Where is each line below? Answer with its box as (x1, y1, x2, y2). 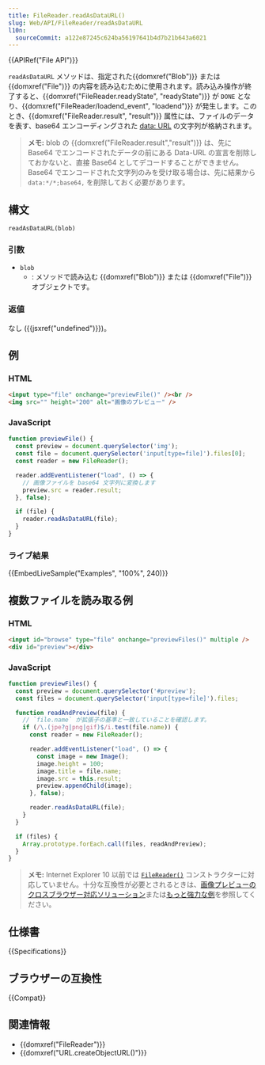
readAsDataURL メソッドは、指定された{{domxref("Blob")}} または (8, 72, 221, 82)
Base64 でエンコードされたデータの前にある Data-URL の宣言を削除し (27, 148, 257, 158)
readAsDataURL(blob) (8, 225, 77, 233)
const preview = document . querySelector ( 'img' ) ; (15, 443, 179, 451)
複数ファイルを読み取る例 (8, 593, 133, 607)
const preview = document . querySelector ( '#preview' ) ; (15, 687, 196, 695)
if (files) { (15, 832, 59, 840)
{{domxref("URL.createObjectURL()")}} (19, 1048, 148, 1057)
